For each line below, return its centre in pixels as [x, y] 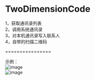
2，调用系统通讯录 [24, 29]
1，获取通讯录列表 [24, 23]
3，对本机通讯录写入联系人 [33, 35]
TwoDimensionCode [48, 9]
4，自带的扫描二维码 [26, 41]
